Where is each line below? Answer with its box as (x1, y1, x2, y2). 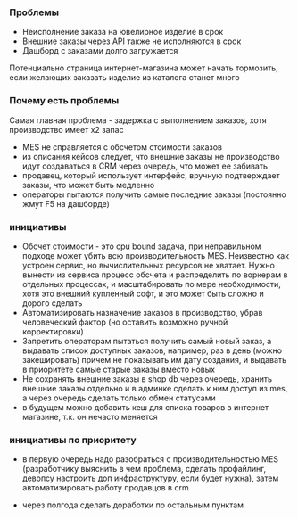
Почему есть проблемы (9, 95, 120, 107)
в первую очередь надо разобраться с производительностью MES (21, 454, 279, 465)
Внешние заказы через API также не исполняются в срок (21, 36, 242, 46)
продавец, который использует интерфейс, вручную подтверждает (21, 169, 280, 180)
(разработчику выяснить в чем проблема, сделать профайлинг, (21, 464, 266, 474)
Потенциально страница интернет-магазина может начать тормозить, (9, 62, 278, 73)
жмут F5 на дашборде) (21, 198, 110, 209)
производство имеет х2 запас (9, 124, 124, 135)
